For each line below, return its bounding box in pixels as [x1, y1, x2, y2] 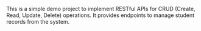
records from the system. [6, 18, 70, 25]
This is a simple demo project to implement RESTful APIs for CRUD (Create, [6, 5, 196, 12]
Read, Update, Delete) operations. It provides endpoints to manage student [6, 12, 195, 19]
